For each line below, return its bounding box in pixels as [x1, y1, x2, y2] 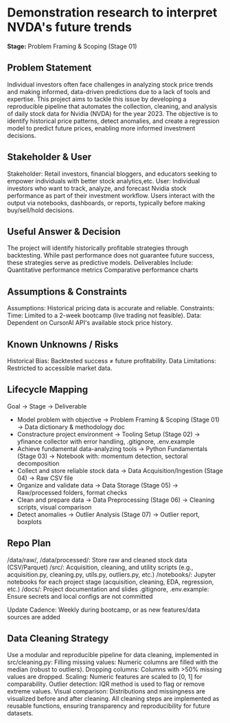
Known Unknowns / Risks [7, 338, 119, 350]
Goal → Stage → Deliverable [7, 402, 87, 410]
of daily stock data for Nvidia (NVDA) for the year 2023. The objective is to [7, 109, 218, 117]
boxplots [16, 517, 43, 526]
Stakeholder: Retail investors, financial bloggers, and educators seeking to [7, 170, 218, 178]
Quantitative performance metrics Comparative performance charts [7, 266, 198, 274]
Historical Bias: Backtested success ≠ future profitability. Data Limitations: [7, 357, 216, 365]
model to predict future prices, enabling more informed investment [7, 124, 196, 132]
